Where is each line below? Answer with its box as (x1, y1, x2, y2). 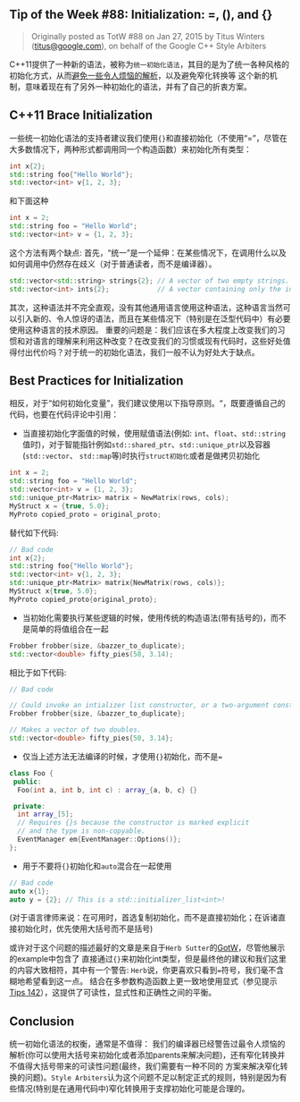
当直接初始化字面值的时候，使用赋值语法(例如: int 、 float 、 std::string (21, 428, 286, 439)
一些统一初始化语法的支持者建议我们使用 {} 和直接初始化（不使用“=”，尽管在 (9, 132, 287, 143)
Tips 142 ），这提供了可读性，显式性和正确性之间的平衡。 (9, 988, 217, 998)
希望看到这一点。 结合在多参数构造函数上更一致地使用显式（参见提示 (24, 976, 278, 987)
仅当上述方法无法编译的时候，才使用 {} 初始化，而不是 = (21, 750, 223, 761)
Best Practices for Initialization (9, 373, 184, 388)
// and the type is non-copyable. (17, 826, 146, 835)
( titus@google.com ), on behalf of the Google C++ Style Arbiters (30, 40, 267, 51)
